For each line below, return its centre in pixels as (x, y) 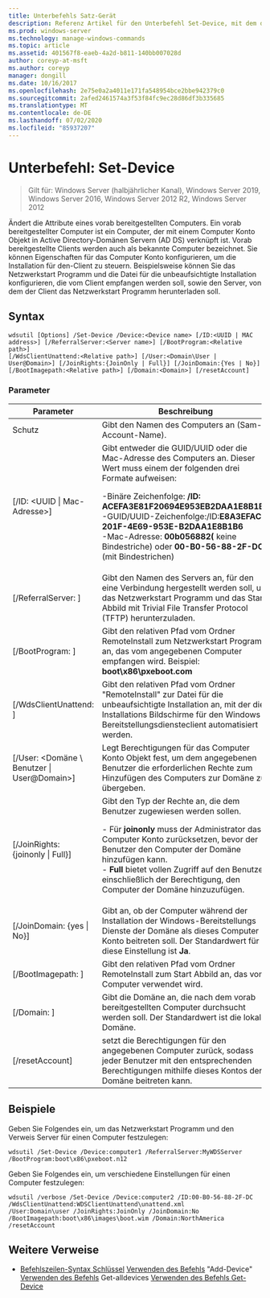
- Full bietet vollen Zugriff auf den (166, 869)
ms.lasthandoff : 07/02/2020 (55, 121)
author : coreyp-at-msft (48, 61)
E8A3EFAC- (243, 516)
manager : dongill (37, 76)
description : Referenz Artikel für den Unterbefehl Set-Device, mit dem (133, 23)
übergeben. (124, 788)
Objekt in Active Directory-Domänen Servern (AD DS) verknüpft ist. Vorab (130, 240)
